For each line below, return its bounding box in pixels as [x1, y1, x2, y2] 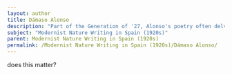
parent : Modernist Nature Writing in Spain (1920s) [7, 36, 159, 42]
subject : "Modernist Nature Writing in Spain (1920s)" [7, 29, 168, 36]
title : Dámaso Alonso [7, 16, 70, 23]
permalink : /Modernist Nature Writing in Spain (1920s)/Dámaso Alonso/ [7, 42, 217, 49]
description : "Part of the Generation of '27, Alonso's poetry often [7, 23, 212, 29]
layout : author [7, 10, 51, 17]
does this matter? [7, 61, 57, 69]
